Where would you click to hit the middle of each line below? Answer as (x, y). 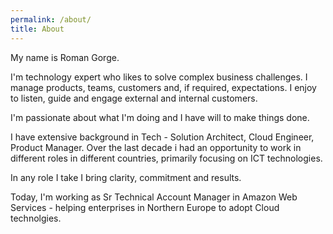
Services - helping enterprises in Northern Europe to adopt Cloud (145, 207)
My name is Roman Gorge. (65, 57)
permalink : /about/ (51, 19)
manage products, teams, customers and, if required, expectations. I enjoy (163, 87)
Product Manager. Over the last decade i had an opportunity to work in (156, 147)
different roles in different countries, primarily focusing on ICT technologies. (166, 158)
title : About (37, 29)
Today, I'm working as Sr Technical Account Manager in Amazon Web (154, 197)
